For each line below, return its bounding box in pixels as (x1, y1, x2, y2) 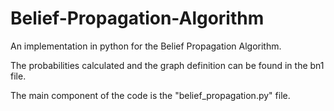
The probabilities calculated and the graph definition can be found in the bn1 (10, 59, 325, 71)
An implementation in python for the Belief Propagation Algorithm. (10, 40, 282, 52)
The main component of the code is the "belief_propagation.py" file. (10, 89, 291, 101)
